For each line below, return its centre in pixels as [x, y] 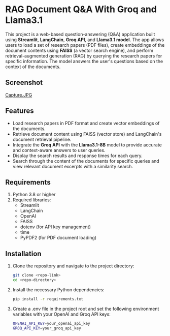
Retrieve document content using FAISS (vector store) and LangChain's [87, 134]
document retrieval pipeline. [42, 139]
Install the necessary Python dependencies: [59, 289]
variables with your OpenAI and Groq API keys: [61, 314]
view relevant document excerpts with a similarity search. [73, 166]
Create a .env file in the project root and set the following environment [86, 309]
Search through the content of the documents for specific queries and [86, 161]
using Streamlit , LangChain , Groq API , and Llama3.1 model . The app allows [85, 40]
